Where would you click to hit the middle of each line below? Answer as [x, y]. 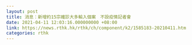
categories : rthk [27, 33]
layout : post [22, 11]
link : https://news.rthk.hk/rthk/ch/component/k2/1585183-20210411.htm [96, 28]
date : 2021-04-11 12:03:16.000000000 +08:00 [62, 22]
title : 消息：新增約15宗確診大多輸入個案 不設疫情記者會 [69, 17]
